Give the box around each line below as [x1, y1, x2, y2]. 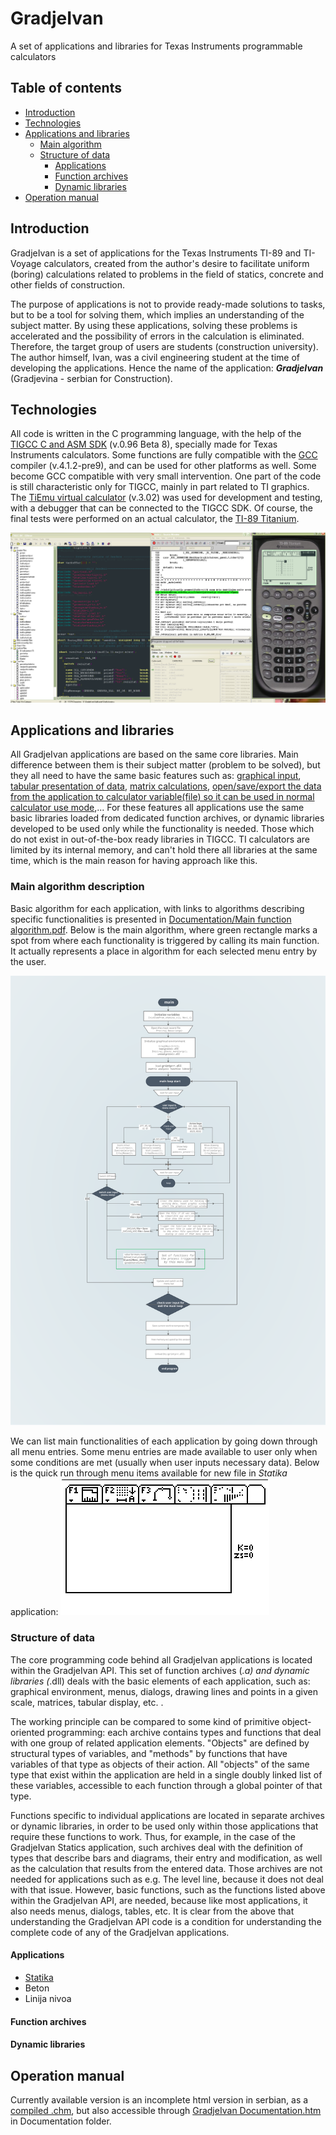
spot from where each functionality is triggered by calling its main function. [10, 934, 320, 946]
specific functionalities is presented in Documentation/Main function [10, 913, 292, 925]
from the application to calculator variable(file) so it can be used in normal [10, 791, 315, 803]
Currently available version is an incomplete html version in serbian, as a [10, 2093, 309, 2106]
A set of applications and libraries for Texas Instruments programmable [10, 40, 303, 52]
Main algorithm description [10, 880, 145, 894]
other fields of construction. [10, 278, 126, 291]
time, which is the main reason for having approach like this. [10, 855, 258, 867]
